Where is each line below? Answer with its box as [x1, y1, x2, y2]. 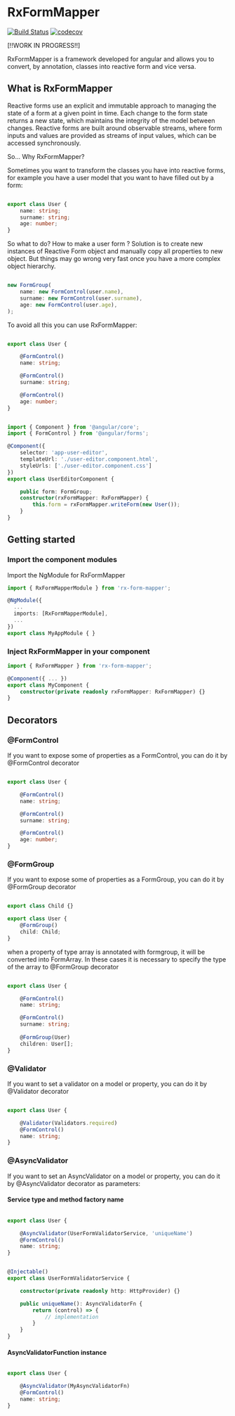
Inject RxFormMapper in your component [7, 646, 151, 656]
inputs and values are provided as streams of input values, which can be [7, 131, 217, 139]
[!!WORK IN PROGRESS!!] [7, 41, 81, 49]
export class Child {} [7, 902, 74, 910]
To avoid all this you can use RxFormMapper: [7, 321, 137, 329]
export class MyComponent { [7, 682, 90, 689]
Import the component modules [7, 555, 118, 565]
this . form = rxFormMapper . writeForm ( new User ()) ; [32, 501, 180, 509]
